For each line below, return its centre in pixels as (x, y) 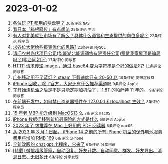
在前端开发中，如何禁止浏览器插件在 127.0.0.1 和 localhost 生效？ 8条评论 (86, 101)
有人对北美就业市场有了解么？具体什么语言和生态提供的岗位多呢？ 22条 (85, 35)
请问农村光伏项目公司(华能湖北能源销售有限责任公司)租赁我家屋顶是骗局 (87, 53)
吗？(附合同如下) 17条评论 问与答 (44, 59)
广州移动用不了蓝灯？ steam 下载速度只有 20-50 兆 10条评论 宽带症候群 (84, 77)
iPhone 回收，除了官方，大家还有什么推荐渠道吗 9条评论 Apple (76, 83)
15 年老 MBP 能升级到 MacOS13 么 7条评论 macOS (62, 113)
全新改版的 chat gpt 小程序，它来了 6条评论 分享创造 (64, 144)
